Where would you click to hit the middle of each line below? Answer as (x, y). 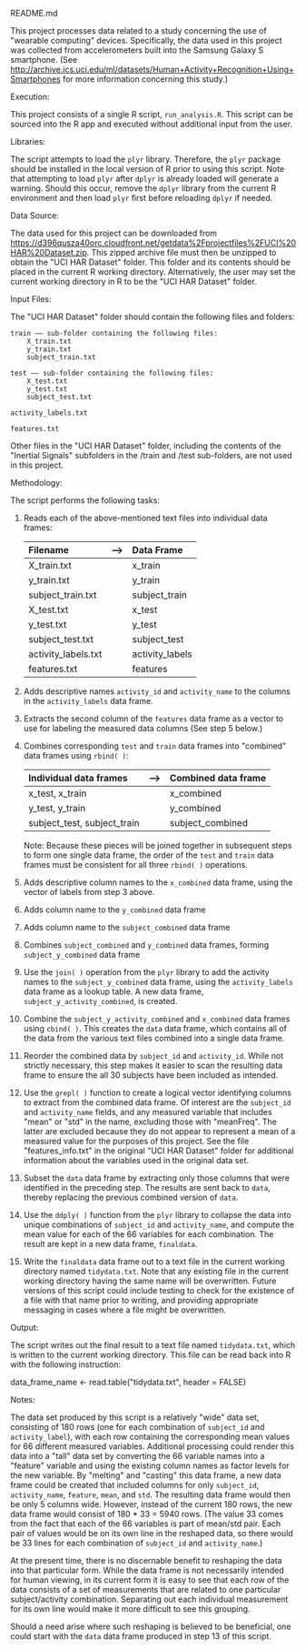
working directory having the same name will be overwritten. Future (150, 1281)
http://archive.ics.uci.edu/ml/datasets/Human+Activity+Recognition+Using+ (152, 69)
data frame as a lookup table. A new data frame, (114, 991)
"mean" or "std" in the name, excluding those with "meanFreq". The (150, 1122)
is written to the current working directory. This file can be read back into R (151, 1355)
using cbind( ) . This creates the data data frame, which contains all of (155, 1028)
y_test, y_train (57, 808)
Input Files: (31, 299)
